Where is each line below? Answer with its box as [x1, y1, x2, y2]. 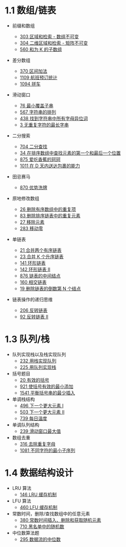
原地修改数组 [12, 195, 39, 201]
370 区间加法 [19, 68, 47, 74]
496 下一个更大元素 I [19, 402, 64, 408]
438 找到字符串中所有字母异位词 [19, 115, 88, 121]
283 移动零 [19, 225, 43, 231]
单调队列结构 [12, 422, 39, 428]
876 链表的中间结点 [19, 272, 61, 279]
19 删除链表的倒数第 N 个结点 [19, 285, 81, 292]
